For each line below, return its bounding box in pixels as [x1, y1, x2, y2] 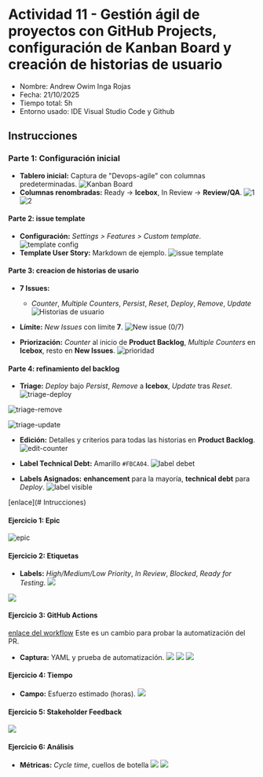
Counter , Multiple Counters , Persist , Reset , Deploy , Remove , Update [31, 299, 251, 308]
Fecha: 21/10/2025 [19, 90, 80, 99]
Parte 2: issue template [8, 214, 86, 223]
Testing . [19, 577, 46, 587]
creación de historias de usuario [8, 56, 223, 74]
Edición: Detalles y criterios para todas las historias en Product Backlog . [19, 435, 255, 445]
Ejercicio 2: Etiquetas [8, 552, 79, 561]
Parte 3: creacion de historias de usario [8, 266, 140, 276]
